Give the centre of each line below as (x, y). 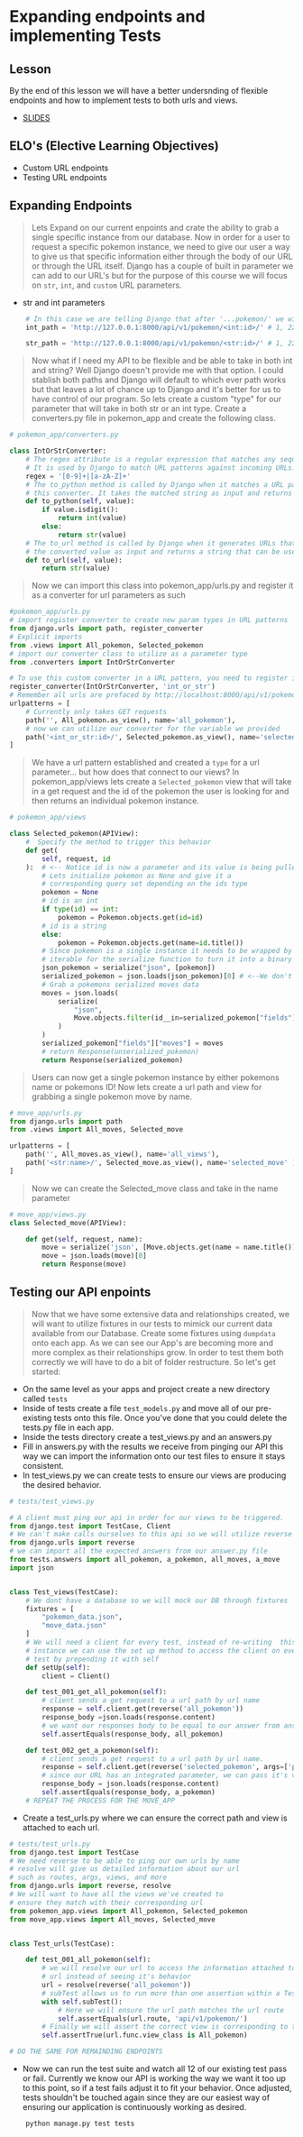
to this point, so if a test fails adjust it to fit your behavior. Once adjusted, (157, 2088)
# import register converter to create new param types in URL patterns (149, 620)
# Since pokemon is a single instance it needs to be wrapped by (167, 951)
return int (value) (92, 518)
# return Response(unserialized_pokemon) (121, 1051)
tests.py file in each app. (68, 1427)
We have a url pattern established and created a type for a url (145, 763)
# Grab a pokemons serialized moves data (121, 985)
